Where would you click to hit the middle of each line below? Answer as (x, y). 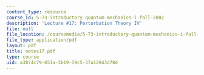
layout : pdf (21, 46)
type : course (23, 57)
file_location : (25, 34)
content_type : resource (36, 12)
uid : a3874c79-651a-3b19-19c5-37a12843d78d (62, 62)
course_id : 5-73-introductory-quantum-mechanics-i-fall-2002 (85, 18)
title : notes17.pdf (31, 51)
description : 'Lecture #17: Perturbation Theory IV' (74, 23)
